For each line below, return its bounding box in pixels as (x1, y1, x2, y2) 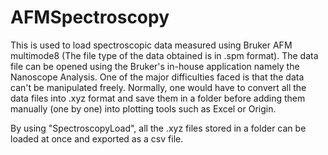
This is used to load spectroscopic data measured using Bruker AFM (10, 39, 293, 51)
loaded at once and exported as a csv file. (10, 132, 184, 145)
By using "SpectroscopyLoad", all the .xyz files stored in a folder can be (10, 122, 307, 134)
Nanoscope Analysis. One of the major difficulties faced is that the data (10, 71, 305, 83)
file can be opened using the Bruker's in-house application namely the (10, 60, 300, 72)
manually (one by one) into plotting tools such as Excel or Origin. (10, 102, 277, 115)
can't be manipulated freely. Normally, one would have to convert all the (10, 81, 307, 93)
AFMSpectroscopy (10, 6, 170, 29)
